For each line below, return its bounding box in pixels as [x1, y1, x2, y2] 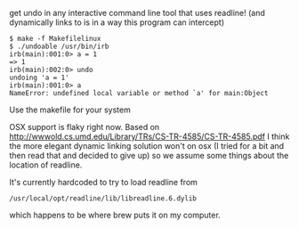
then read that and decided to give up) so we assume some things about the [9, 151, 289, 160]
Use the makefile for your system [9, 104, 131, 115]
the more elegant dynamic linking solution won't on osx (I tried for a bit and [9, 141, 285, 151]
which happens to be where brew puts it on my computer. [9, 209, 221, 220]
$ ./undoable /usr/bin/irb [9, 42, 109, 51]
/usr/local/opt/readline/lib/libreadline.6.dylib [9, 194, 198, 203]
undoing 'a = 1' [9, 73, 69, 82]
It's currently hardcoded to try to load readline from [9, 177, 198, 187]
